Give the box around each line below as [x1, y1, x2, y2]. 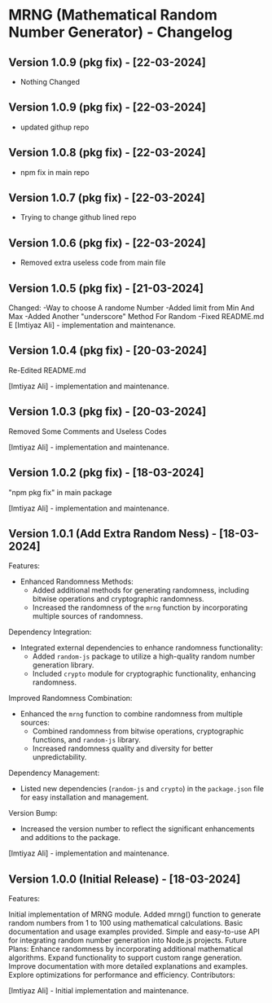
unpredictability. [32, 752, 87, 762]
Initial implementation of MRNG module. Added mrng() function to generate [8, 909, 261, 919]
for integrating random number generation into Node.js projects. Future [8, 935, 247, 945]
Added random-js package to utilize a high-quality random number [32, 651, 255, 661]
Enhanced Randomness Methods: [20, 576, 134, 587]
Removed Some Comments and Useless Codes [8, 426, 167, 436]
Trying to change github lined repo [20, 212, 137, 222]
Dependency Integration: [8, 627, 92, 637]
